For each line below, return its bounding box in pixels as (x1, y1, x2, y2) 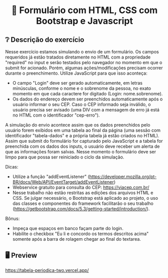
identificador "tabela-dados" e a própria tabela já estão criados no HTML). (5, 133, 159, 138)
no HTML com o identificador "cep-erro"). (12, 112, 100, 118)
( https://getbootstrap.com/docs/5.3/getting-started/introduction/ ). (12, 206, 150, 211)
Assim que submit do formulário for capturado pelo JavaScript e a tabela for (5, 138, 163, 144)
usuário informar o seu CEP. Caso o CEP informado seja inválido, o (12, 101, 151, 107)
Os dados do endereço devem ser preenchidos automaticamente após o (12, 96, 163, 102)
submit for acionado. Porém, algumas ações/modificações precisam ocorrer (5, 65, 163, 71)
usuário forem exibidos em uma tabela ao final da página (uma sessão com (5, 127, 161, 133)
